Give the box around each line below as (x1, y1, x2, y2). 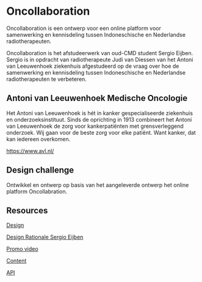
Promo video (6, 245, 38, 253)
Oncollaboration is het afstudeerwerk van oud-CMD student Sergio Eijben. (6, 49, 193, 56)
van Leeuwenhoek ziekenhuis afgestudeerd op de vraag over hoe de (6, 62, 179, 70)
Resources (6, 205, 48, 215)
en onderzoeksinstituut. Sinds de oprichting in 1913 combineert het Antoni (6, 116, 192, 123)
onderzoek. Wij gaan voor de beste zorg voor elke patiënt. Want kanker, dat (6, 128, 197, 136)
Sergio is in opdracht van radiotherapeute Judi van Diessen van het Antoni (6, 56, 193, 63)
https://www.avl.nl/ (6, 147, 54, 154)
